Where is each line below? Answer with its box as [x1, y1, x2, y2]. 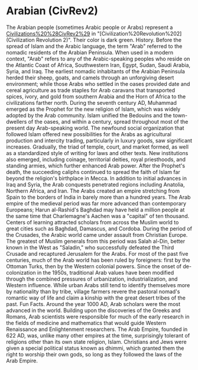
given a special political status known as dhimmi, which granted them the [6, 345, 184, 352]
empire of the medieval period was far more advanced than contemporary [6, 200, 187, 207]
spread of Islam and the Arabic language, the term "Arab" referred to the [6, 43, 183, 50]
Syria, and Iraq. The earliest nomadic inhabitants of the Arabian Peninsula [6, 67, 185, 75]
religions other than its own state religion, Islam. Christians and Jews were [6, 338, 187, 345]
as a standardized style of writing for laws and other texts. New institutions [6, 149, 189, 156]
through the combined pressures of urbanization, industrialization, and [6, 275, 178, 282]
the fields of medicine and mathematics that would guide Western [6, 319, 167, 326]
